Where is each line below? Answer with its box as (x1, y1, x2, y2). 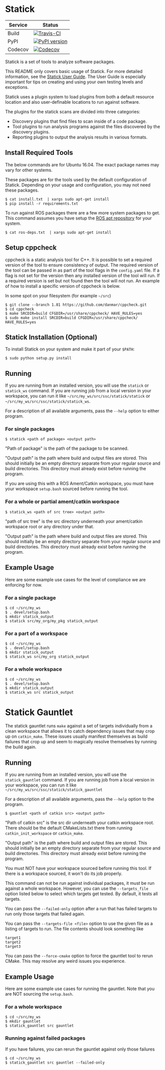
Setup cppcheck (5, 243, 57, 252)
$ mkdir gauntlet (5, 1019, 41, 1024)
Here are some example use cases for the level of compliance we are (5, 576, 146, 582)
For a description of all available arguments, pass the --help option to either (5, 408, 160, 414)
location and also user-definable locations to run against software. (5, 99, 140, 105)
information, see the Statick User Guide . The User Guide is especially (5, 73, 146, 79)
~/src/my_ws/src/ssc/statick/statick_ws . (5, 398, 91, 404)
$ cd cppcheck (5, 306, 35, 311)
